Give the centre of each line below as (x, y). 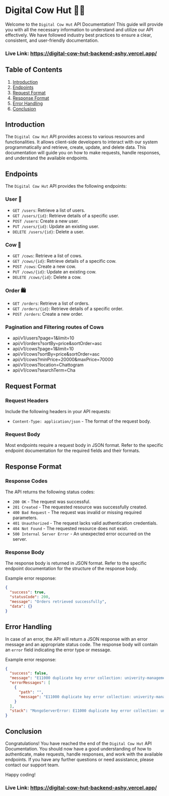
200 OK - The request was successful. (51, 502)
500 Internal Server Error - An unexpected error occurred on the (81, 534)
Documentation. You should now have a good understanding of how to (78, 749)
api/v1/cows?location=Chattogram (48, 365)
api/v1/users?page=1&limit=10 (43, 338)
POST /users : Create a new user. (46, 221)
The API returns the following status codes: (50, 492)
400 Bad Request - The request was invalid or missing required (77, 513)
